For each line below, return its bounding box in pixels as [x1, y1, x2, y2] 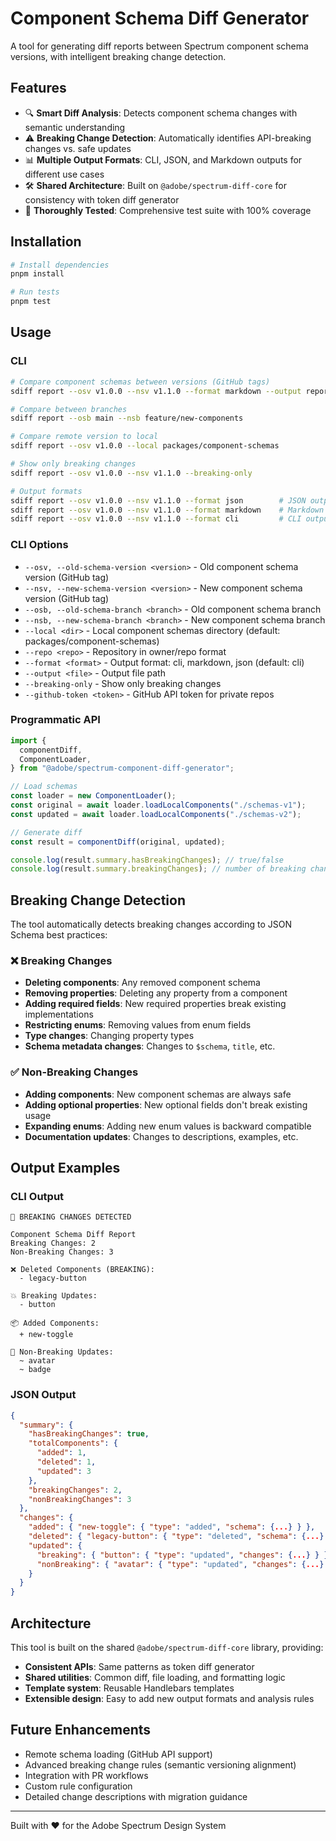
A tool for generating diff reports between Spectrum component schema [10, 40, 309, 52]
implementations [24, 1008, 94, 1021]
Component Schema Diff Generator [10, 7, 310, 30]
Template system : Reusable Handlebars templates [24, 1682, 235, 1694]
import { [10, 735, 47, 746]
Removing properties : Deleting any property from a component [24, 987, 288, 999]
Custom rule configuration [24, 1780, 133, 1792]
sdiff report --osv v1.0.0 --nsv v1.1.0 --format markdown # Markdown [10, 505, 325, 515]
